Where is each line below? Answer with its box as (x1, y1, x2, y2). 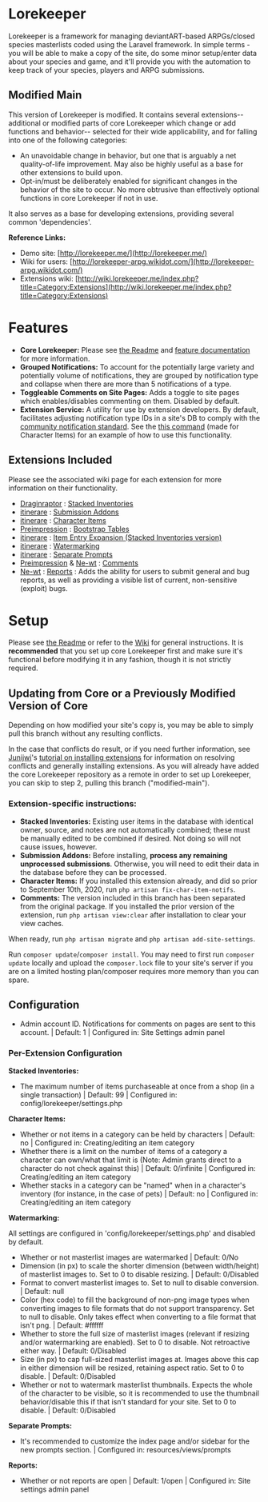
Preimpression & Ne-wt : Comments (19, 557, 138, 568)
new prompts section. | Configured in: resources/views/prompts (19, 1444, 232, 1454)
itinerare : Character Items (19, 515, 106, 525)
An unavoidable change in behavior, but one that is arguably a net (19, 150, 237, 160)
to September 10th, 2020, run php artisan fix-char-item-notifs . (19, 885, 236, 894)
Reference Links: (8, 233, 66, 242)
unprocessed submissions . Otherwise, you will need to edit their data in (19, 859, 260, 869)
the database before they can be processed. (19, 867, 166, 877)
